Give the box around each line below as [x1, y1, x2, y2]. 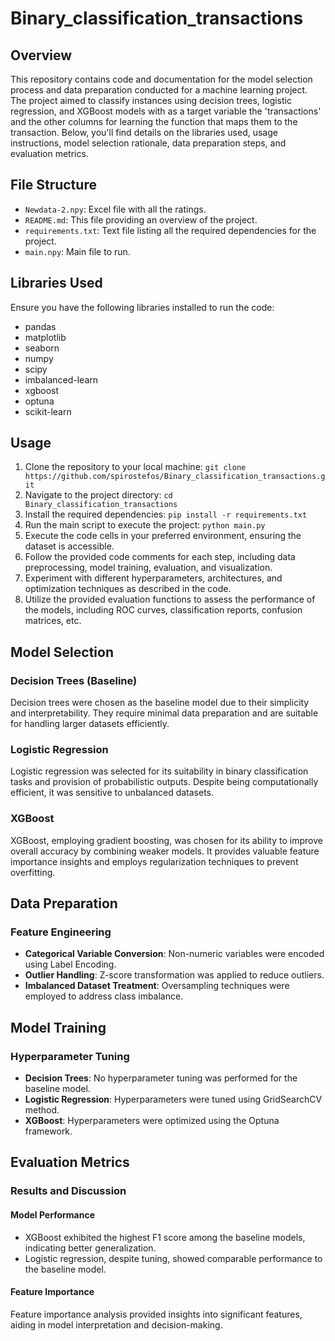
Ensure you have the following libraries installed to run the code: [10, 301, 275, 313]
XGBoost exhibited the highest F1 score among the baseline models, [24, 1231, 306, 1243]
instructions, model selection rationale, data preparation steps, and [10, 137, 287, 149]
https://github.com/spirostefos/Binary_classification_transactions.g [24, 472, 326, 482]
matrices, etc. [24, 615, 82, 627]
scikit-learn [24, 405, 72, 417]
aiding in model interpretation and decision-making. [10, 1318, 223, 1331]
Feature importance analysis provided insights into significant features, [10, 1308, 303, 1320]
